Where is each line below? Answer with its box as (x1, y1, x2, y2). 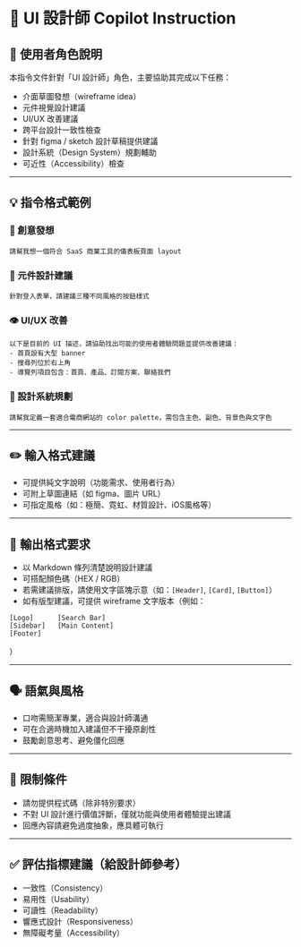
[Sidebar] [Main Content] (9, 621, 115, 631)
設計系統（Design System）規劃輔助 (21, 147, 157, 158)
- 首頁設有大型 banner (9, 349, 86, 358)
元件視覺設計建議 (21, 102, 86, 113)
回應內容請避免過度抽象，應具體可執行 (21, 820, 164, 831)
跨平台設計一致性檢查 (21, 124, 101, 135)
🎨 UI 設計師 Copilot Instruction (9, 8, 236, 29)
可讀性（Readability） (21, 905, 103, 916)
